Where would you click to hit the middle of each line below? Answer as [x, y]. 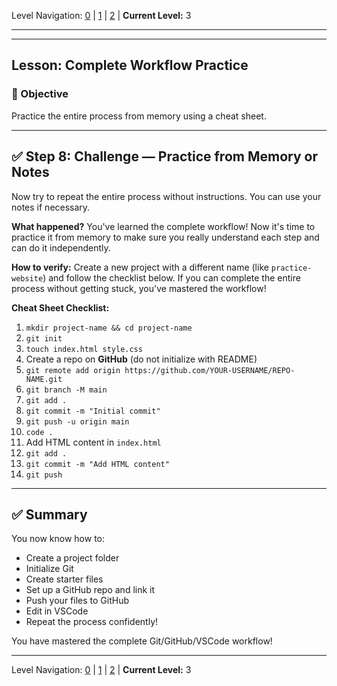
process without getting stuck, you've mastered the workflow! [139, 288]
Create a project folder [72, 558]
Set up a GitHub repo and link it [90, 590]
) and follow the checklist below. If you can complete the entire [171, 277]
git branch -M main [66, 390]
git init [44, 338]
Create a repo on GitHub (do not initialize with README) [141, 359]
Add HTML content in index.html [93, 442]
